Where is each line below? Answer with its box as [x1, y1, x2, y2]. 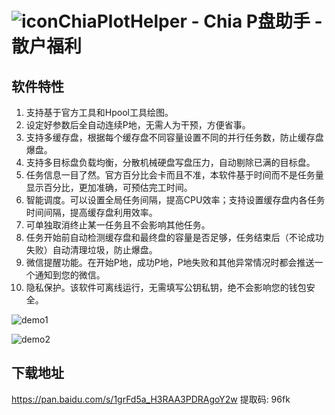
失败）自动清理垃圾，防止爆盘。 [25, 244, 158, 256]
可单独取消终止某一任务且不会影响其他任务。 [25, 219, 211, 231]
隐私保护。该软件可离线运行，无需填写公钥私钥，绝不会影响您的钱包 [25, 282, 307, 293]
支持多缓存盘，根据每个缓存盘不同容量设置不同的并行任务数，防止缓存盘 [25, 132, 324, 143]
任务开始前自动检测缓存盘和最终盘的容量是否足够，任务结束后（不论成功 [25, 232, 324, 243]
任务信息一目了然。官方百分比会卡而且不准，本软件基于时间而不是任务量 [25, 169, 324, 181]
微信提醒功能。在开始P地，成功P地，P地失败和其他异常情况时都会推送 [25, 257, 315, 268]
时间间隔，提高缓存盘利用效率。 [25, 207, 158, 218]
